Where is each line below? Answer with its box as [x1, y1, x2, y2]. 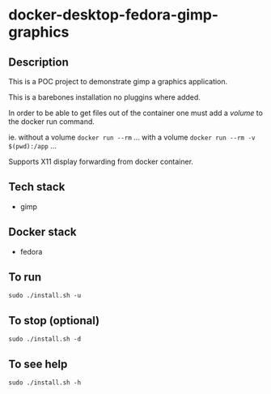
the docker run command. [8, 117, 95, 126]
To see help [8, 357, 68, 370]
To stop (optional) [8, 314, 100, 328]
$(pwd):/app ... [8, 141, 57, 151]
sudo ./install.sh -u [8, 292, 82, 300]
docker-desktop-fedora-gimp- [8, 6, 219, 24]
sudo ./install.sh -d [8, 335, 82, 344]
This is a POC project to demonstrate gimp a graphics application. [8, 77, 228, 86]
